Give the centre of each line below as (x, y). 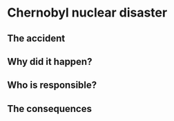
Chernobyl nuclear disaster (87, 13)
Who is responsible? (52, 85)
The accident (36, 38)
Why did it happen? (50, 61)
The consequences (49, 109)
